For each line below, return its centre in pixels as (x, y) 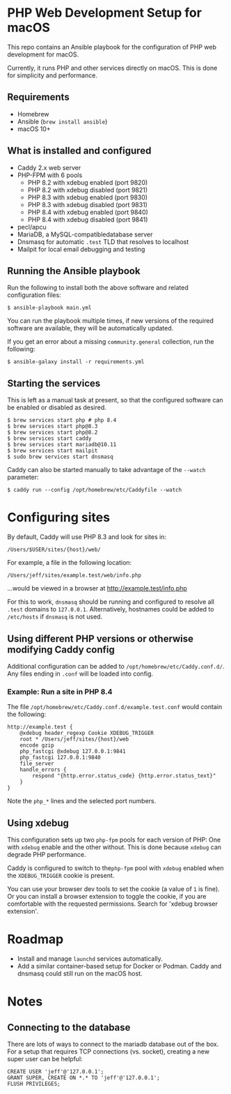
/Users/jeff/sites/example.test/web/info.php (74, 576)
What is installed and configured (79, 151)
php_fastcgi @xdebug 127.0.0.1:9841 (73, 752)
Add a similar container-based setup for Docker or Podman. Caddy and (119, 966)
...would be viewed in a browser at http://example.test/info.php (97, 588)
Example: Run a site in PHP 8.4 (60, 692)
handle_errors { (43, 770)
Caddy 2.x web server (49, 167)
